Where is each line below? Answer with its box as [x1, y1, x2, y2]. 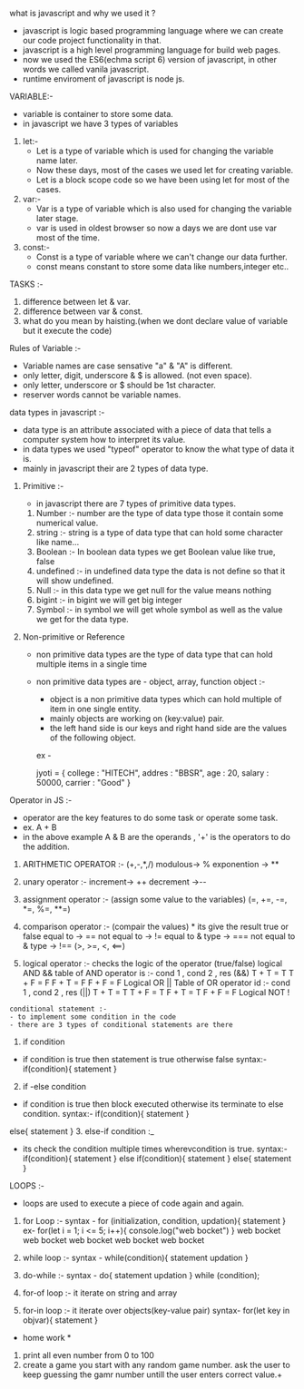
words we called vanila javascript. [22, 64, 150, 74]
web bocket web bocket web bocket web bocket [22, 1235, 205, 1246]
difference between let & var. [22, 297, 132, 307]
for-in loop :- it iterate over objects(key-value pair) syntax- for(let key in [22, 1306, 290, 1316]
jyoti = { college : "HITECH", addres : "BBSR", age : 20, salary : [35, 768, 270, 778]
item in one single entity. [49, 703, 142, 714]
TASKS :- [9, 279, 44, 289]
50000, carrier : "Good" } [35, 778, 132, 787]
